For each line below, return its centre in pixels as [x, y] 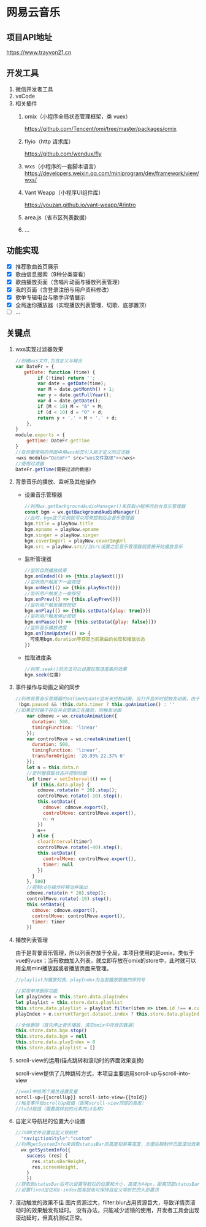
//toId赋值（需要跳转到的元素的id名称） [60, 1109]
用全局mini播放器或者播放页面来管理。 [63, 968]
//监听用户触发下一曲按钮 [52, 582]
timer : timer [48, 922]
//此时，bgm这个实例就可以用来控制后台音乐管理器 [79, 518]
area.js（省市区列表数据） [57, 217]
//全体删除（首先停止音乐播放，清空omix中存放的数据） [76, 1025]
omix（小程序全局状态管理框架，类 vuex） [78, 116]
